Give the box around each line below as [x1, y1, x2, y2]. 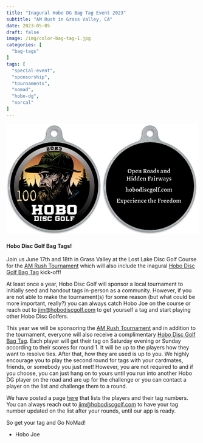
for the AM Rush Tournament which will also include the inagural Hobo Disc [6, 262, 196, 270]
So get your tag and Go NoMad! [6, 419, 86, 427]
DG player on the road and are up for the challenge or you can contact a [6, 376, 187, 383]
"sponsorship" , [12, 74, 50, 80]
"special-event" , [12, 67, 56, 74]
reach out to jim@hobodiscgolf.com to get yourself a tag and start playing [6, 306, 191, 314]
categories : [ [6, 42, 43, 48]
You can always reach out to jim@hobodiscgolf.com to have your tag [6, 401, 179, 408]
